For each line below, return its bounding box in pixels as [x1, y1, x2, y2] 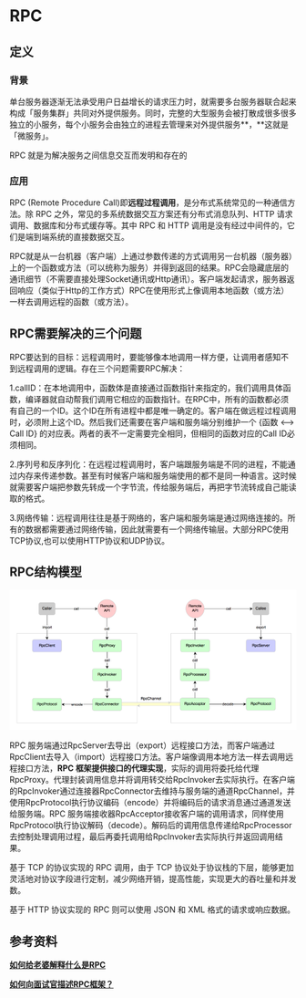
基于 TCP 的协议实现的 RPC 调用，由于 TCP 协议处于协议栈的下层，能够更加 [9, 862, 294, 873]
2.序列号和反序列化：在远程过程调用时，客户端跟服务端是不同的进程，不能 [9, 458, 289, 470]
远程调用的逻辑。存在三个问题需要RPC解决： [16, 362, 186, 374]
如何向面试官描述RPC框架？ [9, 979, 114, 990]
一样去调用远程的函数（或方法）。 [9, 296, 134, 307]
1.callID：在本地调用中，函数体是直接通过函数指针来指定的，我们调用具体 [9, 382, 284, 393]
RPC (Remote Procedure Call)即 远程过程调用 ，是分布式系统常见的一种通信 [9, 197, 288, 208]
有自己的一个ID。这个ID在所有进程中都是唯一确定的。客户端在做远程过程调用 [9, 405, 297, 416]
